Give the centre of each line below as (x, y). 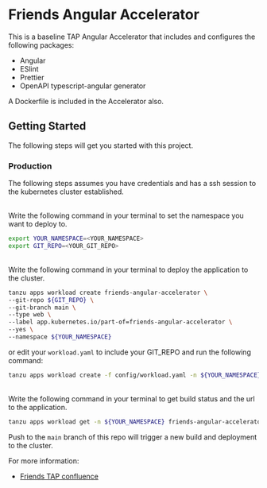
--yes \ (21, 330)
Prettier (32, 77)
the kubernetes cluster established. (66, 192)
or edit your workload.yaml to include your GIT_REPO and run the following (130, 352)
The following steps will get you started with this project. (101, 145)
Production (30, 166)
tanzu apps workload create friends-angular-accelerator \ (108, 292)
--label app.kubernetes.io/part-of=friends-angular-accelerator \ (120, 322)
